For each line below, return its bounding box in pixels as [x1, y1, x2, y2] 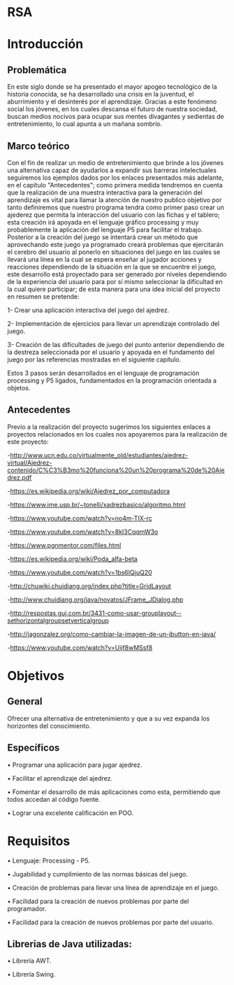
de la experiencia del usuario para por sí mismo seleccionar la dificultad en [7, 278, 223, 285]
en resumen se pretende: [7, 292, 80, 301]
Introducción [7, 36, 84, 52]
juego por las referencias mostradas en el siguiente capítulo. [7, 355, 182, 364]
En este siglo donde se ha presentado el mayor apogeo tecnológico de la [7, 83, 218, 91]
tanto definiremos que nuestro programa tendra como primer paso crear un [7, 204, 225, 211]
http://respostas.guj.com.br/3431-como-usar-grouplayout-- [10, 609, 182, 617]
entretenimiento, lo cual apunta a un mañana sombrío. [7, 120, 163, 128]
